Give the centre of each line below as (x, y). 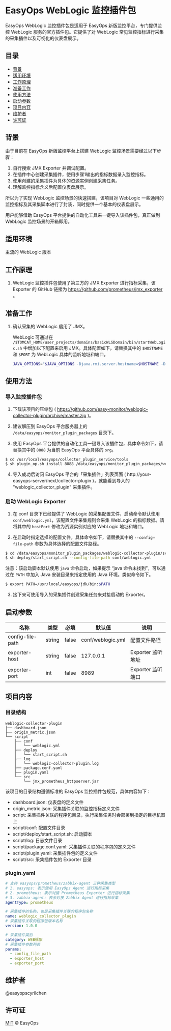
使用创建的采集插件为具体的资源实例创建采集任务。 (66, 181)
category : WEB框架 (24, 939)
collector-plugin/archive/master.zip (49, 415)
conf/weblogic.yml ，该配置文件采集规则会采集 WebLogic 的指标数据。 (86, 520)
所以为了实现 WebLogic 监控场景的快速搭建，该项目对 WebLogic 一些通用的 (84, 198)
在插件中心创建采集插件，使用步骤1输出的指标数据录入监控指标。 (80, 174)
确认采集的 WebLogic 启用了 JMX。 (50, 326)
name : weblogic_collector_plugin (41, 917)
